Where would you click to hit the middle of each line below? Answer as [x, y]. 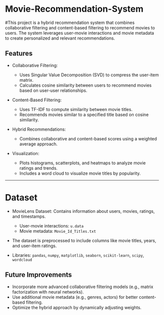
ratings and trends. [38, 168]
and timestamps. [29, 216]
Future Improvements [39, 275]
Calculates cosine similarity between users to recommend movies [85, 85]
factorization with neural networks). [48, 292]
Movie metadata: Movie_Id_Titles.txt [58, 231]
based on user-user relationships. [53, 90]
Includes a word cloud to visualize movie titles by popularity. [80, 173]
